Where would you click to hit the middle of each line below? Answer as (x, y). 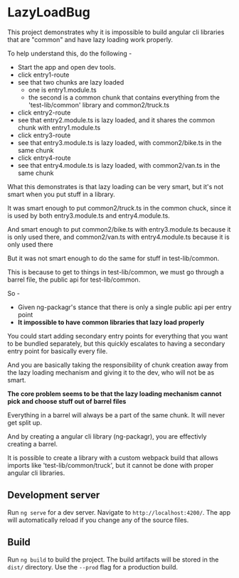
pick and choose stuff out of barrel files (67, 401)
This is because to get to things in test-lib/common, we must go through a (116, 272)
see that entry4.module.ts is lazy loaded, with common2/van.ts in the (119, 165)
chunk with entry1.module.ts (59, 127)
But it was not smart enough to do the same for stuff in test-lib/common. (113, 258)
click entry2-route (44, 112)
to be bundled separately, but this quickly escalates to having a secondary (116, 343)
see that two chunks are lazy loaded (71, 82)
